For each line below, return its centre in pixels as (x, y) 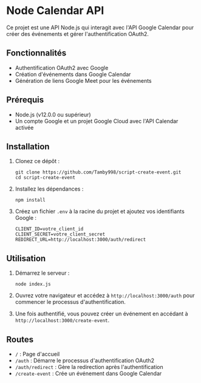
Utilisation (26, 258)
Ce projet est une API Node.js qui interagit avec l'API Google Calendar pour (100, 27)
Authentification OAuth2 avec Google (62, 68)
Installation (28, 146)
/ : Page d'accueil (37, 354)
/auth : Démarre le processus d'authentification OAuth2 (85, 360)
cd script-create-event (45, 178)
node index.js (33, 284)
